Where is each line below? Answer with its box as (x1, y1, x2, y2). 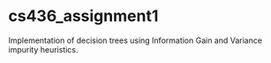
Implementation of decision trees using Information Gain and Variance (8, 35, 262, 45)
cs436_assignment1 (8, 6, 159, 26)
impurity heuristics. (8, 44, 79, 54)
